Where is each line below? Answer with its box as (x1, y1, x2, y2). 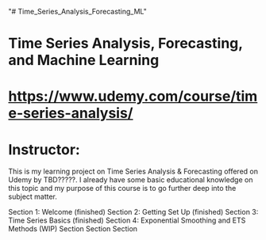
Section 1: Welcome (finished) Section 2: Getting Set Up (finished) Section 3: (8, 208, 259, 217)
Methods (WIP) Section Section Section (8, 224, 137, 234)
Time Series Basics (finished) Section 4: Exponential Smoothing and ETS (8, 215, 246, 225)
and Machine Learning (8, 51, 160, 70)
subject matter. (8, 192, 58, 201)
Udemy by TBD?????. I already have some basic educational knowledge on (8, 175, 253, 185)
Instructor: (8, 140, 81, 158)
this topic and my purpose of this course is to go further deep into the (8, 184, 237, 193)
